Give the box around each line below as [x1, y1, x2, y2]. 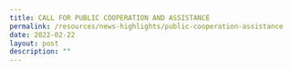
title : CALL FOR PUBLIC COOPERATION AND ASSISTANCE [9, 13, 210, 23]
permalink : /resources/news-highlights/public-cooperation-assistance [9, 22, 284, 31]
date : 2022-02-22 [9, 30, 76, 39]
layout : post [9, 38, 59, 48]
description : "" [9, 47, 71, 56]
